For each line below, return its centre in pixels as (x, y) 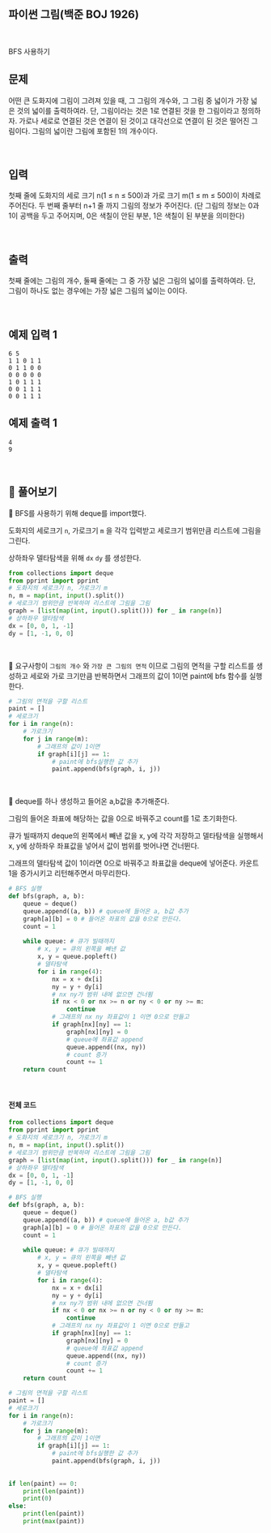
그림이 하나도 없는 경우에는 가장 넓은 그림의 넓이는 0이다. (98, 291)
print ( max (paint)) (54, 1522)
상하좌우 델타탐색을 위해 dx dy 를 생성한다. (75, 557)
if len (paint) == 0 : (43, 1484)
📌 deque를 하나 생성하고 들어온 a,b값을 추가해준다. (89, 801)
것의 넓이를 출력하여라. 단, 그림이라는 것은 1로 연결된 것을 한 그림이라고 (128, 110)
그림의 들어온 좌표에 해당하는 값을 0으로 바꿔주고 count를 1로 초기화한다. (123, 818)
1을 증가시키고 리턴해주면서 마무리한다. (70, 874)
